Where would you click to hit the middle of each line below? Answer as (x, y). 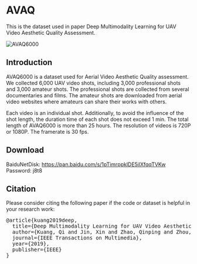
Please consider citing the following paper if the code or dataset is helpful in (98, 203)
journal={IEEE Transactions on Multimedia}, (77, 238)
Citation (21, 189)
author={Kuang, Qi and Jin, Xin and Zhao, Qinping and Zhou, (102, 232)
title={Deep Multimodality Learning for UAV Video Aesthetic (102, 226)
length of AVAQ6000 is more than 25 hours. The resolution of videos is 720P (98, 125)
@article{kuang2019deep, (42, 220)
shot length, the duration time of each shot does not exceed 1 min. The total (97, 119)
